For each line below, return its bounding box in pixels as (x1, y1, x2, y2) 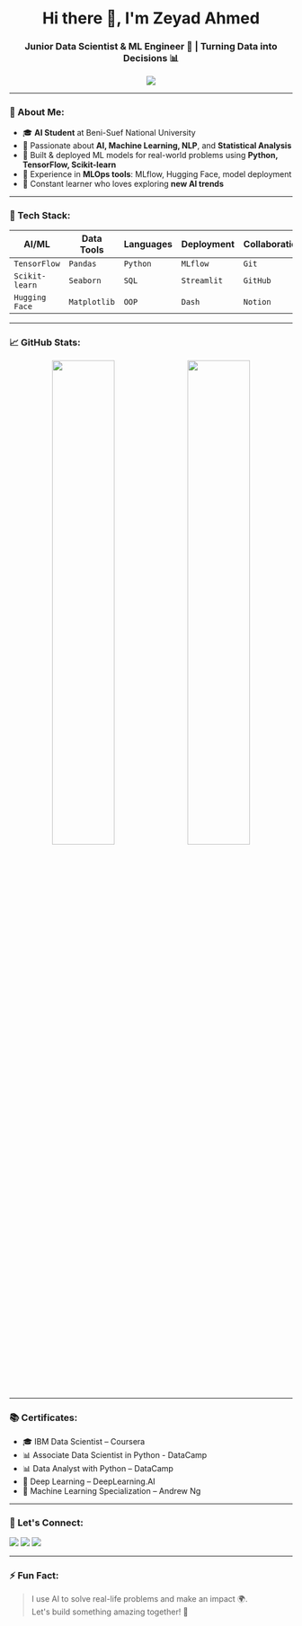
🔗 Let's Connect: (9, 1516, 84, 1529)
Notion (243, 297, 271, 307)
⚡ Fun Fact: (9, 1568, 59, 1581)
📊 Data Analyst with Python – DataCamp (22, 1462, 173, 1473)
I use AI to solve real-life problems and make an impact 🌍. (31, 1594, 248, 1604)
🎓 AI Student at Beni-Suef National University (22, 127, 196, 138)
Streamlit (181, 276, 223, 286)
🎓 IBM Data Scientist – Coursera (22, 1435, 146, 1446)
